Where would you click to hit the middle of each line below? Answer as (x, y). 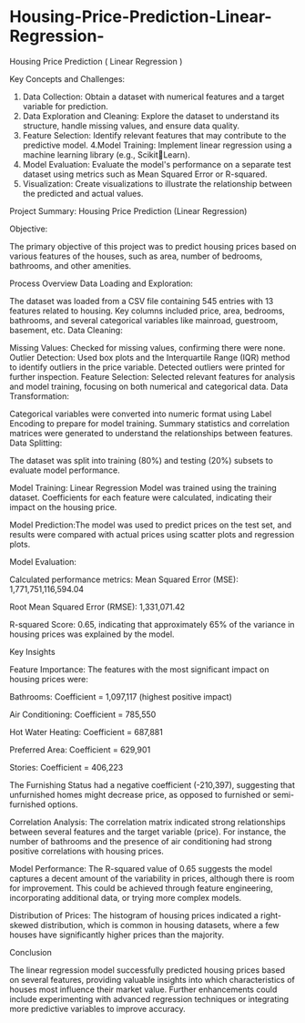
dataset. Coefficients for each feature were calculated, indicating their (141, 497)
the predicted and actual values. (83, 193)
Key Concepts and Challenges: (67, 78)
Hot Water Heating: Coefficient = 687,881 (86, 731)
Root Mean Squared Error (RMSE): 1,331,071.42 (97, 607)
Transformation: (40, 396)
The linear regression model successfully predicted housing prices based (147, 970)
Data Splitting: (36, 443)
